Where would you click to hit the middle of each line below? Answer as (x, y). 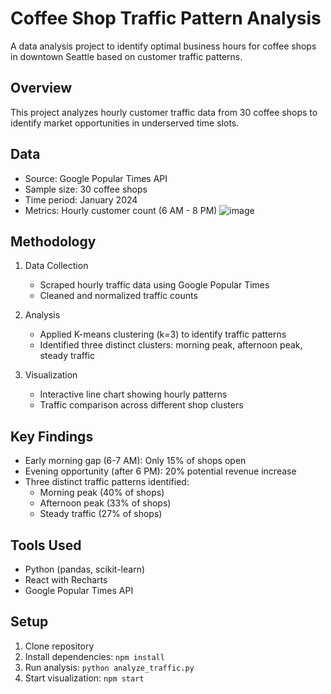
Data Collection (56, 266)
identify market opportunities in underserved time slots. (125, 123)
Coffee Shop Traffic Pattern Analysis (166, 18)
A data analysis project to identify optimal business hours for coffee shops (163, 46)
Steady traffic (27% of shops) (101, 514)
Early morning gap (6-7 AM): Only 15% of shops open (135, 461)
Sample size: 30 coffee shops (86, 189)
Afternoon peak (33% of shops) (105, 503)
